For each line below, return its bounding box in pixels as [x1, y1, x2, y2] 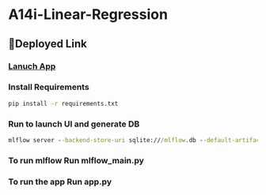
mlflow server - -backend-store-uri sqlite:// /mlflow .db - [8, 136, 203, 144]
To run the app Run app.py [8, 176, 112, 187]
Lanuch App [8, 61, 56, 72]
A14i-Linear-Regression [8, 6, 169, 24]
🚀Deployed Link [8, 37, 87, 51]
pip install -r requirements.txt [8, 99, 119, 107]
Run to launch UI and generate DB [8, 118, 140, 129]
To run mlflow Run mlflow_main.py [8, 155, 145, 166]
